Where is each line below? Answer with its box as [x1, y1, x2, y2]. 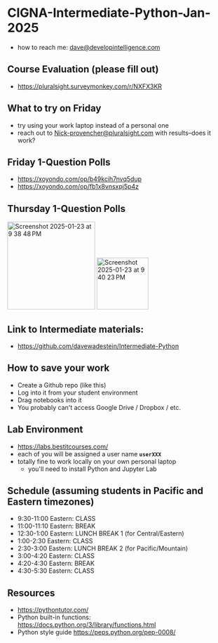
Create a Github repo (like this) [17, 380, 107, 389]
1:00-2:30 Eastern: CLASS [17, 537, 93, 545]
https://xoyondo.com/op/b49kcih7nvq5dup [17, 175, 142, 183]
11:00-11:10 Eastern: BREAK [17, 522, 96, 531]
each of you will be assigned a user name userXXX [17, 449, 162, 458]
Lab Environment [7, 423, 83, 436]
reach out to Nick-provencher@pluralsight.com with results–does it [17, 128, 212, 137]
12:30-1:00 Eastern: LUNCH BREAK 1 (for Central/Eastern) [17, 529, 184, 538]
